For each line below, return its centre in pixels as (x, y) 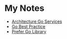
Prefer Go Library (29, 31)
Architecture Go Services (37, 21)
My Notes (25, 8)
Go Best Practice (28, 26)
